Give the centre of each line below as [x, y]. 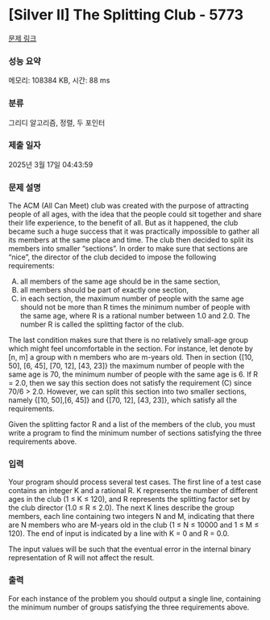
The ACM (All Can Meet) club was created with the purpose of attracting [129, 206]
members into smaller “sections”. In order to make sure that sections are [128, 249]
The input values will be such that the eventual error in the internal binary [130, 549]
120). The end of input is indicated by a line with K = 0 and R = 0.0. [119, 534]
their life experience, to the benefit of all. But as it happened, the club [123, 223]
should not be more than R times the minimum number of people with [135, 307]
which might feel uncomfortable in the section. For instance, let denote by [131, 348]
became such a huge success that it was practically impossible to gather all [134, 231]
